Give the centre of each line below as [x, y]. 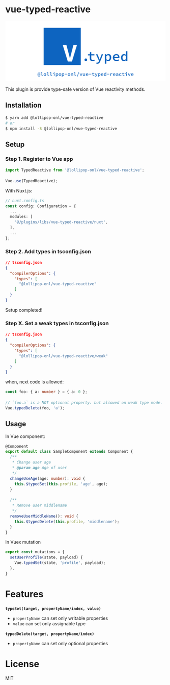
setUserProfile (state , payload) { [46, 557]
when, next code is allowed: [35, 382]
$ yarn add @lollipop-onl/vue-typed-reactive [54, 118]
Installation [23, 105]
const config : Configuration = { [41, 206]
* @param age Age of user [39, 468]
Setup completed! [24, 310]
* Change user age [32, 462]
